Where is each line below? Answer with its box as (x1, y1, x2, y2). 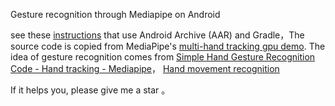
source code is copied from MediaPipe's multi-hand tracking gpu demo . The (10, 40, 326, 52)
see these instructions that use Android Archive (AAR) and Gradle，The (10, 29, 305, 41)
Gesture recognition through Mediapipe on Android (10, 9, 221, 20)
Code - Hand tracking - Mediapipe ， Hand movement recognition (10, 63, 280, 74)
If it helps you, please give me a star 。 (10, 84, 171, 96)
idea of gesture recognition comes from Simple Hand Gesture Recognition (10, 51, 316, 63)
